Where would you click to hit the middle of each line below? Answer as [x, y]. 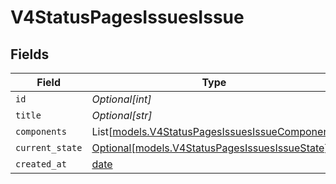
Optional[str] [122, 115]
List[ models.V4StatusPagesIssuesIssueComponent [212, 131]
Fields [30, 54]
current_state [49, 147]
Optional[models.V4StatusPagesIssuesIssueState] [210, 148]
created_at [41, 164]
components [41, 131]
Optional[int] [121, 99]
